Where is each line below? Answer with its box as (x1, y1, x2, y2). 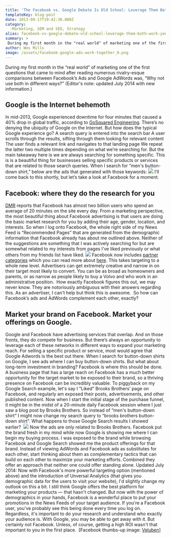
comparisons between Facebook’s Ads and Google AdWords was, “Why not (5, 75, 164, 81)
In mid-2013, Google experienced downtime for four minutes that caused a (5, 114, 162, 120)
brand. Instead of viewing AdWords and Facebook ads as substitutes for (5, 445, 157, 451)
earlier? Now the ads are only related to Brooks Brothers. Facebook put (5, 424, 162, 430)
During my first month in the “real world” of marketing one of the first (5, 64, 150, 70)
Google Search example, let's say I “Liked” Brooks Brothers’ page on (5, 385, 149, 391)
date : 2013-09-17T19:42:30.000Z (5, 17, 74, 22)
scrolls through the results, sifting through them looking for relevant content (5, 136, 164, 142)
